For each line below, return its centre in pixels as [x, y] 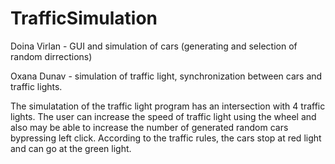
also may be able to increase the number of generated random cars [149, 127]
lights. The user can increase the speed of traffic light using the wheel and [163, 116]
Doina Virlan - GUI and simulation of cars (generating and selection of [154, 46]
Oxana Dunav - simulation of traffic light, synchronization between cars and [166, 76]
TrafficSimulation [84, 18]
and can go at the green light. [71, 148]
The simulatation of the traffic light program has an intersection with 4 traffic [168, 106]
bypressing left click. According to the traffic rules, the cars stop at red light [166, 138]
